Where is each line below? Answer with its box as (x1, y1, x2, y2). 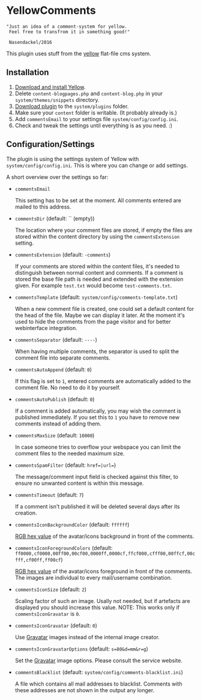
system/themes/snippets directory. (14, 96, 100, 103)
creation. (14, 509, 37, 516)
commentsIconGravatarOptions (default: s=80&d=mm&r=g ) (14, 645, 149, 652)
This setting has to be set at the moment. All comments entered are (14, 196, 182, 204)
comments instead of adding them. (14, 420, 102, 427)
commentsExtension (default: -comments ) (14, 251, 111, 258)
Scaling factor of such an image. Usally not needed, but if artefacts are (14, 597, 190, 604)
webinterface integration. (14, 324, 78, 331)
